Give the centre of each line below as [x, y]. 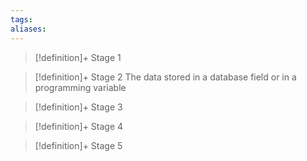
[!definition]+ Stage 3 [78, 107]
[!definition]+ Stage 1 [78, 57]
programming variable [80, 87]
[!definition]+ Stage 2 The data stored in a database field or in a [165, 77]
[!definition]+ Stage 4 [79, 126]
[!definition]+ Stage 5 [78, 145]
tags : [21, 19]
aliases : [28, 29]
